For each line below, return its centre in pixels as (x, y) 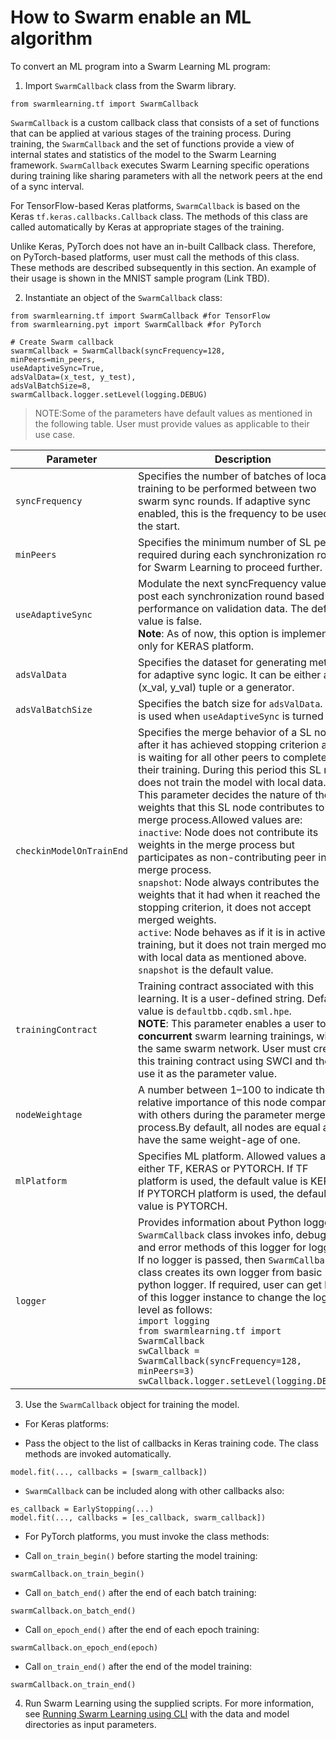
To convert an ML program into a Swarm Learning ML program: (140, 66)
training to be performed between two (227, 488)
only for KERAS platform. (196, 646)
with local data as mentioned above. (222, 957)
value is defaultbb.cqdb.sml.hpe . (215, 1011)
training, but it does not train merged (224, 944)
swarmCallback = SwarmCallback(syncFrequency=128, (118, 351)
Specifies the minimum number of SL (225, 542)
